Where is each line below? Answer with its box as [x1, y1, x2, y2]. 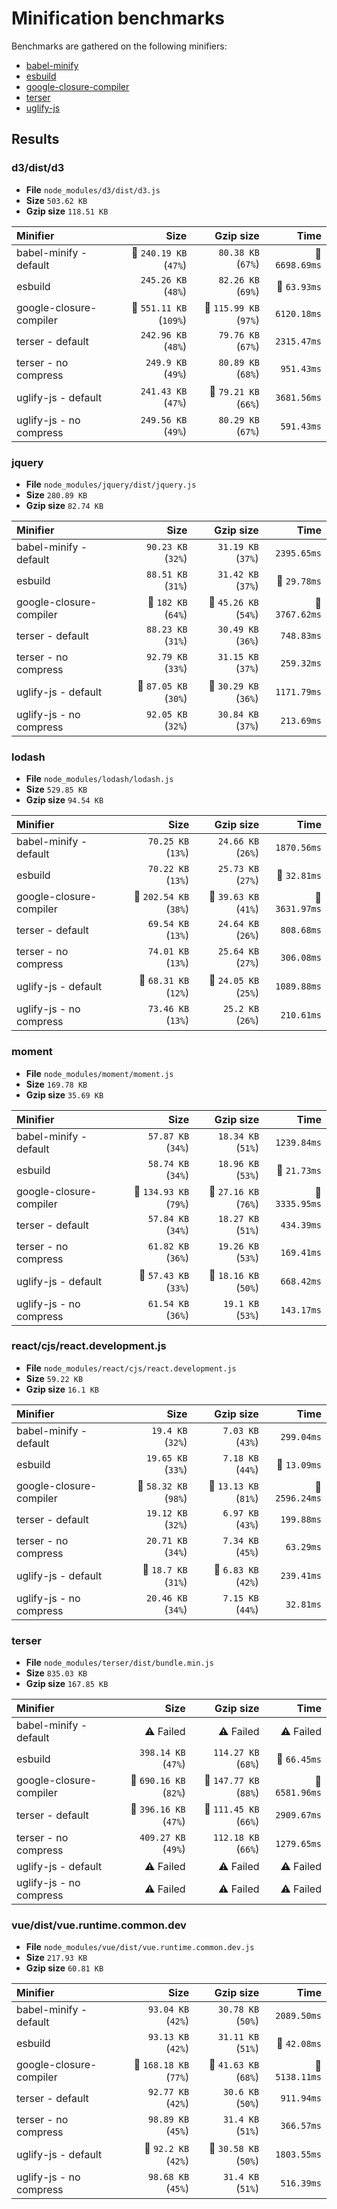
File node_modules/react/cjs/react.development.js [25, 1362, 237, 1374]
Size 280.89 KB [25, 488, 88, 501]
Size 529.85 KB [25, 783, 88, 796]
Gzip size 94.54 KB [25, 794, 104, 806]
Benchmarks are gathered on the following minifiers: [11, 40, 228, 52]
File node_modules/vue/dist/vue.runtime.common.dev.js [25, 1941, 255, 1953]
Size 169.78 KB [25, 1078, 88, 1090]
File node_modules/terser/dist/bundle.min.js [25, 1657, 214, 1669]
